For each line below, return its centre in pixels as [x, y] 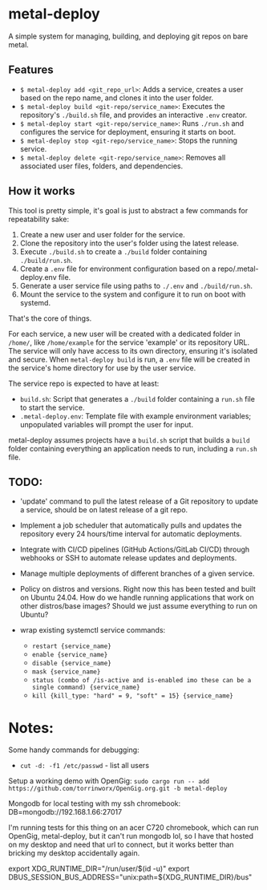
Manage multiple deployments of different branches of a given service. [137, 573]
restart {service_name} [72, 646]
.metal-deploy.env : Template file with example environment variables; [136, 416]
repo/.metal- [238, 269]
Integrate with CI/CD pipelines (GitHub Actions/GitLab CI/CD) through [135, 549]
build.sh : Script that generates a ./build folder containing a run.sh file [137, 398]
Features [31, 70]
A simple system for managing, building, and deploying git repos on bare [128, 36]
